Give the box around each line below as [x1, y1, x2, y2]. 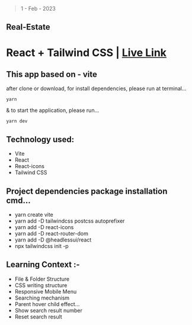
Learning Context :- [6, 260, 80, 270]
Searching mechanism [14, 294, 70, 301]
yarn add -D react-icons [14, 224, 74, 231]
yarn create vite [14, 211, 53, 218]
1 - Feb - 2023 [20, 5, 56, 12]
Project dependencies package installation [6, 186, 168, 196]
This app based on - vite [6, 69, 98, 79]
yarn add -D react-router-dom [14, 230, 89, 237]
